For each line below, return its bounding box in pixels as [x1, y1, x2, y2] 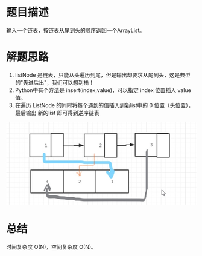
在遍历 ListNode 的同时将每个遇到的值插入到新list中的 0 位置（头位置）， [14, 101, 194, 109]
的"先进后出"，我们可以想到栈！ [14, 79, 95, 86]
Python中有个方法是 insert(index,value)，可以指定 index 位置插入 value [14, 86, 191, 94]
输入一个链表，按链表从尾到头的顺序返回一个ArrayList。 [6, 27, 145, 34]
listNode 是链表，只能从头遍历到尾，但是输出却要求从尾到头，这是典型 [14, 71, 191, 79]
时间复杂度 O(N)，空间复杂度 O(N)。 [6, 243, 96, 250]
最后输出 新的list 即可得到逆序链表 [14, 109, 99, 116]
